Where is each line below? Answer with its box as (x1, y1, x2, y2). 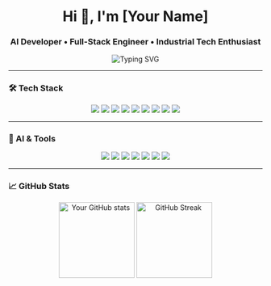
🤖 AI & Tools (8, 132, 56, 144)
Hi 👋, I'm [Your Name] (62, 7, 209, 26)
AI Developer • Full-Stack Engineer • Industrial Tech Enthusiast (10, 36, 261, 48)
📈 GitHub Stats (8, 181, 70, 191)
